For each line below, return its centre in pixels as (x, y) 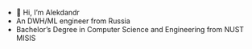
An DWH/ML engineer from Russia (73, 21)
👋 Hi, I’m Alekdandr (48, 12)
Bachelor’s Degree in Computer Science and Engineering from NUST (130, 29)
